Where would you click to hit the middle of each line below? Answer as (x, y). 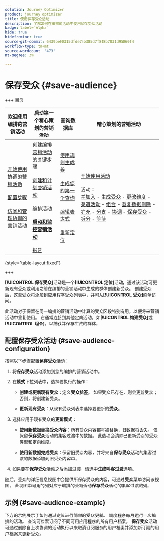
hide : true (16, 32)
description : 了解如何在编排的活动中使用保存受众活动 (54, 23)
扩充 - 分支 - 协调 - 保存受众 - (116, 212)
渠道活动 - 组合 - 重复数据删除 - (118, 204)
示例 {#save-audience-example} (55, 502)
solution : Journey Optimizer (35, 10)
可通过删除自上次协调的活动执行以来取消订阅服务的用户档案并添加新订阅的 (80, 527)
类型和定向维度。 (37, 442)
